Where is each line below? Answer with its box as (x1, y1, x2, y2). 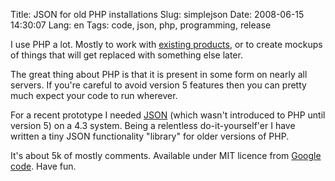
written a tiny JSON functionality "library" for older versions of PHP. (10, 130, 290, 142)
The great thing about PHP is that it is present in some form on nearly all (10, 69, 308, 80)
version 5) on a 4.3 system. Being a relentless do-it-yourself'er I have (10, 120, 296, 131)
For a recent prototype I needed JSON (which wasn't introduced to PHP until (10, 109, 326, 121)
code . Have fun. (10, 160, 77, 172)
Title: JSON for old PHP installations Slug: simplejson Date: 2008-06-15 (10, 9, 305, 20)
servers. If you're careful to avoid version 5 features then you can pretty (10, 79, 307, 91)
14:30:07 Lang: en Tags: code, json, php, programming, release (10, 19, 272, 31)
